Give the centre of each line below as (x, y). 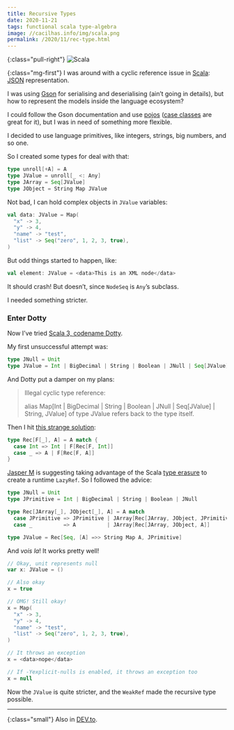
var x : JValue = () (36, 570)
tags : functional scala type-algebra (62, 26)
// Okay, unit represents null (53, 564)
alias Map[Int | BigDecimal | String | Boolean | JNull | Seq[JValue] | (119, 406)
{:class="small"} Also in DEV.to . (52, 719)
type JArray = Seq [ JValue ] (46, 182)
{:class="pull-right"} (36, 59)
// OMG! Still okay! (37, 602)
